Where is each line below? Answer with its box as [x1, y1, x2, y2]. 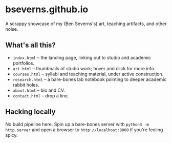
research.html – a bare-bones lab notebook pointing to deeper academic [12, 76, 167, 83]
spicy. [5, 132, 18, 138]
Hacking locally [5, 108, 56, 116]
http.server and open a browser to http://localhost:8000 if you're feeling [5, 127, 163, 133]
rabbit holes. [12, 81, 39, 88]
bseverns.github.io [5, 4, 89, 15]
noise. [5, 26, 18, 32]
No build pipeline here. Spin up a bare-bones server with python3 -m [5, 121, 149, 127]
